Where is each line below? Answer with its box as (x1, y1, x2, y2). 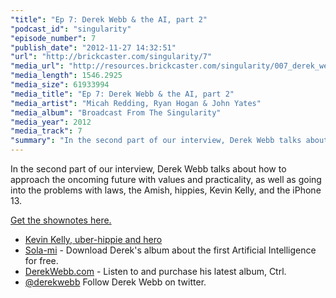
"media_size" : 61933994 (10, 80, 110, 90)
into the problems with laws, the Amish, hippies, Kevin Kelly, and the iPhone (10, 184, 322, 196)
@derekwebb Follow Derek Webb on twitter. (24, 276, 207, 288)
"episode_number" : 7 (10, 33, 97, 43)
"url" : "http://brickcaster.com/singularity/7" (10, 52, 213, 62)
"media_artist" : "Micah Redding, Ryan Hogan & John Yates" (10, 98, 262, 108)
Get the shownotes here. (10, 214, 112, 226)
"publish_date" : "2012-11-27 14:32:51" (10, 42, 177, 53)
